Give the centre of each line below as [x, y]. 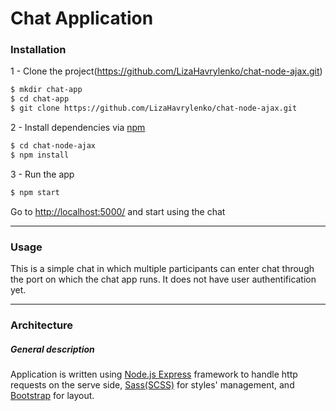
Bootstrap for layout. [52, 395]
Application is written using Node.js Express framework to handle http [154, 374]
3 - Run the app [42, 174]
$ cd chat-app [40, 99]
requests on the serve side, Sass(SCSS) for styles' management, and [152, 384]
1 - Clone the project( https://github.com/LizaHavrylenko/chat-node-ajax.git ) [166, 71]
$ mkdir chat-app [46, 90]
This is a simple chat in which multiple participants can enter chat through [162, 269]
